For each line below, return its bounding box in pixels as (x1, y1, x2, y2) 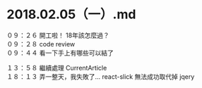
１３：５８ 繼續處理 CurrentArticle (6, 63, 107, 72)
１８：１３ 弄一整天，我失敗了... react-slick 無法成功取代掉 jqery (6, 72, 195, 81)
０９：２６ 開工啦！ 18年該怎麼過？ (6, 31, 110, 39)
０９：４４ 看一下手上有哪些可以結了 (6, 49, 114, 57)
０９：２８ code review (6, 39, 76, 48)
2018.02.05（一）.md (6, 6, 136, 23)
